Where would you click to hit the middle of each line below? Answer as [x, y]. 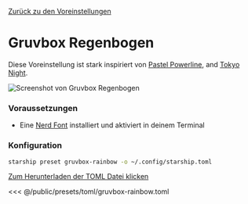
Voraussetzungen [43, 108]
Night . [18, 73]
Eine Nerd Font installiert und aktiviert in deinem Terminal [112, 125]
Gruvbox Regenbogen [81, 43]
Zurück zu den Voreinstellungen [60, 11]
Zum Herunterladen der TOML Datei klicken [78, 177]
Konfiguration [35, 145]
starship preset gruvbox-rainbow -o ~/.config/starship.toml [110, 162]
